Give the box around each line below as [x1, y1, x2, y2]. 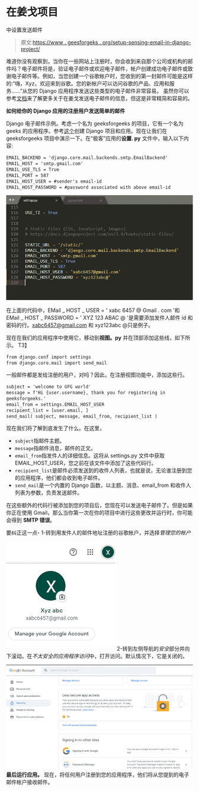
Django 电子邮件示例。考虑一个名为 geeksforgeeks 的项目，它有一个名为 [6, 120, 184, 127]
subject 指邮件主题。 [14, 437, 65, 445]
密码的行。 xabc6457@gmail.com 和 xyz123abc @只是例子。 [6, 321, 154, 329]
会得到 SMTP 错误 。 [6, 516, 55, 524]
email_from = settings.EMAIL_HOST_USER [6, 401, 105, 408]
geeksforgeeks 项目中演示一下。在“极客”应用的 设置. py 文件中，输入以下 [6, 135, 184, 142]
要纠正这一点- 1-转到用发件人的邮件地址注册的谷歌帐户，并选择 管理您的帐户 [6, 529, 191, 537]
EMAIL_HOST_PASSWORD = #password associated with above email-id [6, 184, 171, 190]
